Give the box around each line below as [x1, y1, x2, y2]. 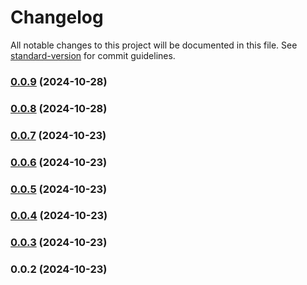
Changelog [10, 6, 104, 29]
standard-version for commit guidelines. [10, 49, 176, 61]
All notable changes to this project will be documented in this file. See [10, 39, 298, 51]
